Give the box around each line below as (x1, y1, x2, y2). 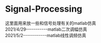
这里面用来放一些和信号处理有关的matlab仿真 (5, 20, 97, 26)
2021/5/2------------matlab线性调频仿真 (5, 32, 87, 38)
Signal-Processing (5, 3, 82, 15)
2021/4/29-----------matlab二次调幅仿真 (5, 26, 87, 32)
